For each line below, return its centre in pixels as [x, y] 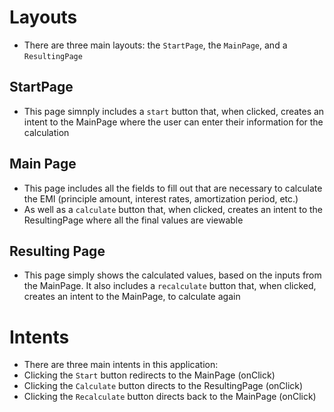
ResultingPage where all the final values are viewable [133, 220]
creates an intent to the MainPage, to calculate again [132, 297]
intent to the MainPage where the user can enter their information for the [173, 122]
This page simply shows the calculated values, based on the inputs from [172, 275]
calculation [46, 132]
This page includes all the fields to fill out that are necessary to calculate [173, 188]
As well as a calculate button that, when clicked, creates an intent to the [173, 209]
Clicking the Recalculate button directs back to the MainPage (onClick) [170, 397]
